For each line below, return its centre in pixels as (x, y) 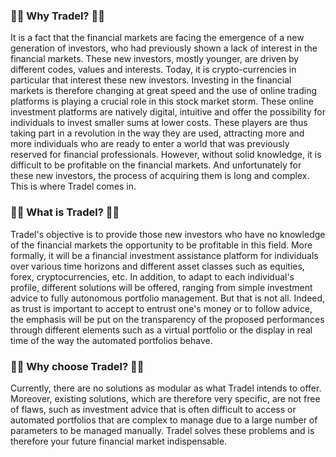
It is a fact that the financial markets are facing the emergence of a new (157, 38)
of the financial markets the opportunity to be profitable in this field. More (161, 245)
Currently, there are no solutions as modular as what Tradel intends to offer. (166, 388)
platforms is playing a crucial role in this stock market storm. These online (162, 101)
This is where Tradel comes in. (73, 186)
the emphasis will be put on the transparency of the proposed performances (167, 319)
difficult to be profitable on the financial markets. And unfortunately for (156, 165)
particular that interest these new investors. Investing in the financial (151, 80)
